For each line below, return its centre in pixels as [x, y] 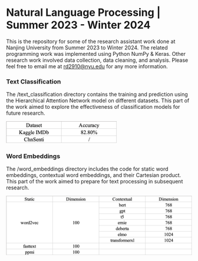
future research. [26, 113]
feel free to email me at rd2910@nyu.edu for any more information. [87, 66]
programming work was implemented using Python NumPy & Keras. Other [96, 53]
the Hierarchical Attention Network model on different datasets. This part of [98, 101]
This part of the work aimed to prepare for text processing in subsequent [95, 181]
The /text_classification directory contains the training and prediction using [97, 95]
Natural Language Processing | [83, 13]
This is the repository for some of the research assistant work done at [91, 41]
